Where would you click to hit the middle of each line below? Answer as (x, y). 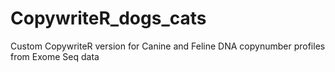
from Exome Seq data (55, 56)
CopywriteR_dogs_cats (108, 18)
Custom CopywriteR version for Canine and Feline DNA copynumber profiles (168, 46)
